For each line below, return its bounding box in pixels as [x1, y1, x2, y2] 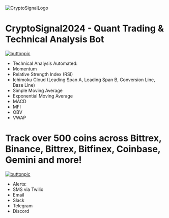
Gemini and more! [5, 154, 82, 166]
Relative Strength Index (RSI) [12, 71, 73, 77]
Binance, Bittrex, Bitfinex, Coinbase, [5, 143, 161, 155]
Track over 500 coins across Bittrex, [5, 133, 162, 144]
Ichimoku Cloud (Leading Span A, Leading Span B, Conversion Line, [12, 77, 155, 83]
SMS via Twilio [12, 186, 44, 192]
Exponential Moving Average [12, 92, 73, 99]
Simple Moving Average [12, 87, 63, 93]
